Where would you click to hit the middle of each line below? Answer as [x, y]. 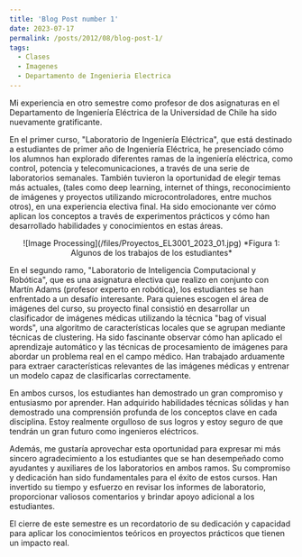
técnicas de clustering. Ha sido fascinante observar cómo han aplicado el [146, 337]
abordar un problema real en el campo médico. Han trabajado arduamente [147, 356]
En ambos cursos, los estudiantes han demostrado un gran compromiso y [146, 393]
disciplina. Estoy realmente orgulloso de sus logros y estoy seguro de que [146, 421]
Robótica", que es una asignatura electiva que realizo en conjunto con [139, 279]
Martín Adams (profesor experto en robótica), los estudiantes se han [137, 289]
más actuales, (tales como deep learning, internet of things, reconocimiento [150, 187]
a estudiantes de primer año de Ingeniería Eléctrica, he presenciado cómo [146, 149]
